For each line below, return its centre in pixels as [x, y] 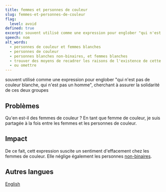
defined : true [20, 28]
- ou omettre [23, 65]
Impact [16, 139]
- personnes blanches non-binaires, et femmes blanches [69, 56]
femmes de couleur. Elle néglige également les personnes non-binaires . [79, 156]
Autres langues [29, 172]
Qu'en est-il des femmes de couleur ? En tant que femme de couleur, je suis [83, 118]
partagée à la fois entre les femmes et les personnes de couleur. [71, 123]
